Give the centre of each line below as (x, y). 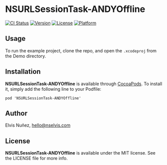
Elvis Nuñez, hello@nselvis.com (38, 125)
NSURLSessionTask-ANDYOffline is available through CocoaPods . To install (84, 84)
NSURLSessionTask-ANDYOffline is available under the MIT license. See (80, 153)
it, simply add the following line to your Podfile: (53, 89)
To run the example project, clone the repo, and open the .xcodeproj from (81, 50)
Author (16, 113)
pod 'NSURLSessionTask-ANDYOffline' (43, 98)
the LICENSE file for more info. (37, 159)
